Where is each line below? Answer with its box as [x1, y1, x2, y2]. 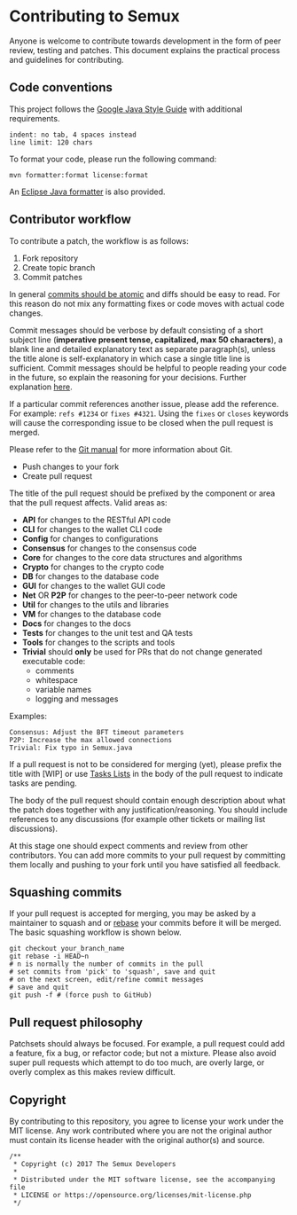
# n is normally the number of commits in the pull [9, 960, 204, 968]
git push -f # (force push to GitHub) [9, 991, 152, 999]
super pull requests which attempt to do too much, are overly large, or [9, 1057, 265, 1068]
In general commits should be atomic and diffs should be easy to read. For [9, 288, 281, 299]
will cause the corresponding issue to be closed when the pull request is [9, 417, 274, 427]
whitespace [35, 674, 78, 685]
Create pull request [21, 470, 93, 481]
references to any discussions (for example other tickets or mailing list [9, 813, 266, 824]
